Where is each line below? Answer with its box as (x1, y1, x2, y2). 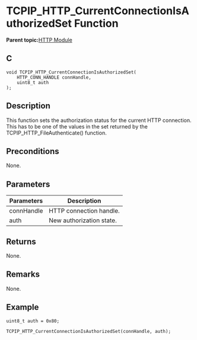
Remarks (6, 270, 40, 280)
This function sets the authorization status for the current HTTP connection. (6, 117, 192, 124)
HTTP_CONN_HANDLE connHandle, (17, 74, 92, 81)
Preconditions (6, 146, 59, 156)
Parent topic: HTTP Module (6, 36, 72, 43)
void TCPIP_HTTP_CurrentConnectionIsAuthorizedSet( (6, 69, 136, 75)
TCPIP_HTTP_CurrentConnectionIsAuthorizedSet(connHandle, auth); (6, 328, 171, 334)
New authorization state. (48, 216, 117, 224)
